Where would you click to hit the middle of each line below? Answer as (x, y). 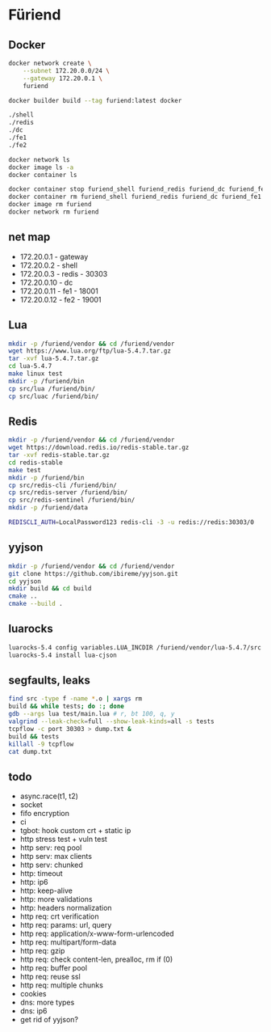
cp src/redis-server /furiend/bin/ (68, 493)
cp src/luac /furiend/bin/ (54, 396)
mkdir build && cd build (50, 589)
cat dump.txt (30, 751)
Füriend (35, 15)
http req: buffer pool (53, 968)
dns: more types (47, 1002)
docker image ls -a (41, 167)
